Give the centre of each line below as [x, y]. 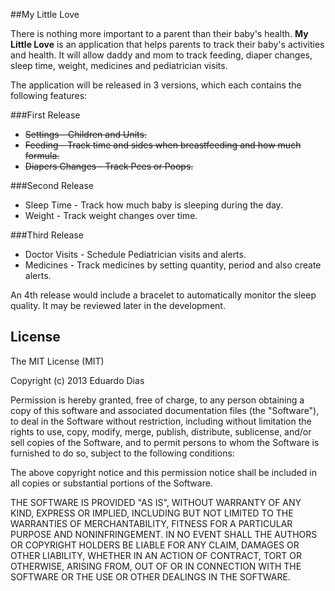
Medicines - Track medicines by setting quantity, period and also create [173, 265]
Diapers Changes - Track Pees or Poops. [109, 166]
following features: [49, 95]
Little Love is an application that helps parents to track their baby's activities [167, 44]
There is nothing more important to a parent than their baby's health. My [159, 33]
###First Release [45, 115]
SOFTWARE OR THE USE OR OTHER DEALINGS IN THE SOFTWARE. [150, 576]
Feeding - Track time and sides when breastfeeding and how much [163, 145]
